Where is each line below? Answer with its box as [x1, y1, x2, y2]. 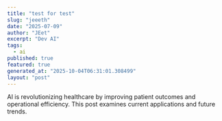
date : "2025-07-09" [7, 23, 63, 30]
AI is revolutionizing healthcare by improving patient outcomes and [7, 93, 196, 101]
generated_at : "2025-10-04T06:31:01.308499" [7, 67, 136, 74]
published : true [7, 55, 53, 62]
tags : [7, 42, 23, 49]
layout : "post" [7, 74, 51, 81]
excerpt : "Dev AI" [7, 36, 60, 43]
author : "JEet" [7, 29, 51, 36]
